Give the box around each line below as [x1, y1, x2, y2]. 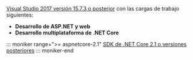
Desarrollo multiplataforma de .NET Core [14, 29, 119, 36]
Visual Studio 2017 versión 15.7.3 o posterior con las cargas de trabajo [6, 5, 179, 12]
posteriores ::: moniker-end [6, 47, 74, 54]
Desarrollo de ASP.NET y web [14, 23, 91, 30]
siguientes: [6, 11, 34, 18]
